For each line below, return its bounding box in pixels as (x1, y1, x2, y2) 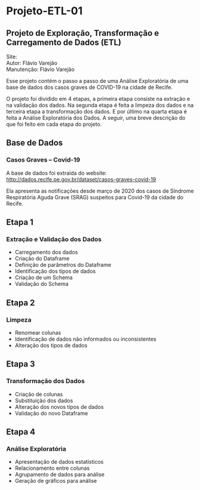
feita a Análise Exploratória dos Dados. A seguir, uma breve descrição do (6, 115, 186, 121)
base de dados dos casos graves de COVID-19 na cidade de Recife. (6, 84, 173, 91)
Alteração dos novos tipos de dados (14, 403, 104, 410)
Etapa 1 (6, 217, 34, 227)
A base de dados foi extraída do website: (6, 169, 107, 177)
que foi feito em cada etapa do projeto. (6, 121, 102, 128)
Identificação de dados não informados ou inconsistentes (14, 335, 157, 343)
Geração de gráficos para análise (14, 477, 97, 485)
